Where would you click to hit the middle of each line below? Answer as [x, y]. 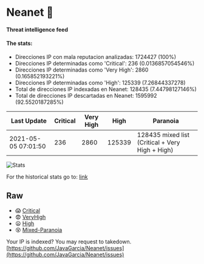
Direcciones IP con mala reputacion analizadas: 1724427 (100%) [96, 56]
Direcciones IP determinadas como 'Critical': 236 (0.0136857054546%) [105, 63]
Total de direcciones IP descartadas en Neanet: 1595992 [86, 95]
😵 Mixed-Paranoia [39, 229]
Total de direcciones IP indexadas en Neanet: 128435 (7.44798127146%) [106, 89]
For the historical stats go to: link [47, 177]
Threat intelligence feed [37, 29]
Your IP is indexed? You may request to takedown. [69, 242]
